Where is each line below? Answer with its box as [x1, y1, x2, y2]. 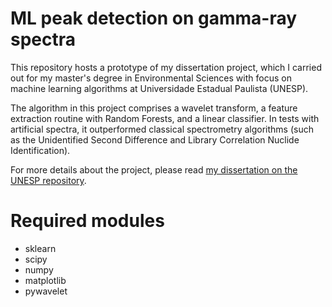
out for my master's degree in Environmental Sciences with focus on [10, 72, 292, 84]
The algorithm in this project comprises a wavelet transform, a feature [10, 102, 298, 114]
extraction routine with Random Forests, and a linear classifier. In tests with [10, 112, 320, 124]
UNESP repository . [10, 174, 87, 186]
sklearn [24, 242, 57, 254]
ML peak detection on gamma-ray [10, 7, 298, 30]
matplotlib [24, 274, 67, 286]
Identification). [10, 144, 71, 156]
